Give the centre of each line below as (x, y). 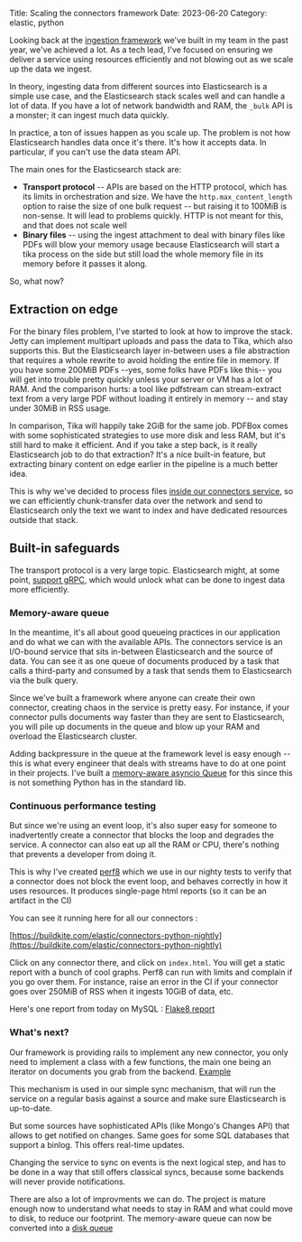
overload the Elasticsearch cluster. (73, 736)
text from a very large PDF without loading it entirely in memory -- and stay (149, 398)
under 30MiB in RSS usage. (60, 408)
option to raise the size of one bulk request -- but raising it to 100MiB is (154, 206)
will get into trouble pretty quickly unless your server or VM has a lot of (141, 379)
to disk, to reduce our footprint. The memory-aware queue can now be (141, 1218)
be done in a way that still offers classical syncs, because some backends (146, 1172)
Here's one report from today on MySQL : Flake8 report (112, 1009)
